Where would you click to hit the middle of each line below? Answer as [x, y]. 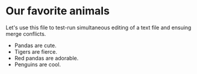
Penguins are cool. [38, 64]
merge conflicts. [26, 33]
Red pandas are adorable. [46, 58]
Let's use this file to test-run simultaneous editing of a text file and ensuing [98, 27]
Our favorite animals [58, 11]
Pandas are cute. [35, 45]
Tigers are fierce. [36, 51]
